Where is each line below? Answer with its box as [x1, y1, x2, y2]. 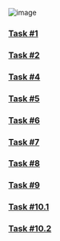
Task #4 [8, 71, 41, 82]
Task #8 [8, 158, 41, 169]
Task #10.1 [8, 201, 50, 213]
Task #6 [8, 114, 40, 125]
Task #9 [8, 180, 40, 191]
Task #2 [8, 49, 40, 61]
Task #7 [8, 136, 40, 147]
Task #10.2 [8, 223, 52, 235]
